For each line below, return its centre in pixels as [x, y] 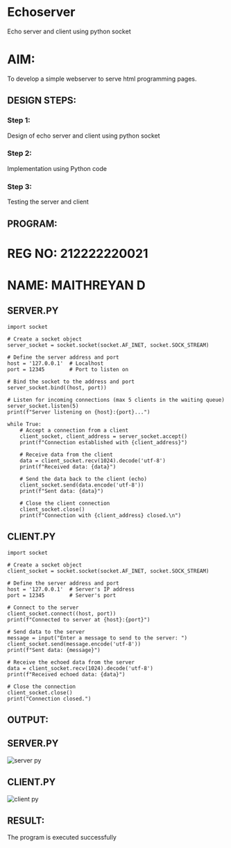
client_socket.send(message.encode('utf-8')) [74, 644]
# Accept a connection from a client [74, 430]
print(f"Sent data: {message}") [54, 650]
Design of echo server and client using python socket [84, 136]
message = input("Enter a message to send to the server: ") [97, 638]
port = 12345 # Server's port [62, 595]
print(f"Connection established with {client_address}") [104, 442]
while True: [24, 424]
